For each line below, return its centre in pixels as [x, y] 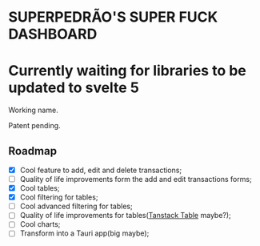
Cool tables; [40, 188]
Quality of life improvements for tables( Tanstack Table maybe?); [126, 216]
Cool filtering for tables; [59, 197]
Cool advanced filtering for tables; [76, 206]
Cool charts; [40, 224]
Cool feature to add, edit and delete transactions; [101, 170]
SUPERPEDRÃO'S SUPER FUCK [113, 17]
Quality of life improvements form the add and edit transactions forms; [136, 179]
